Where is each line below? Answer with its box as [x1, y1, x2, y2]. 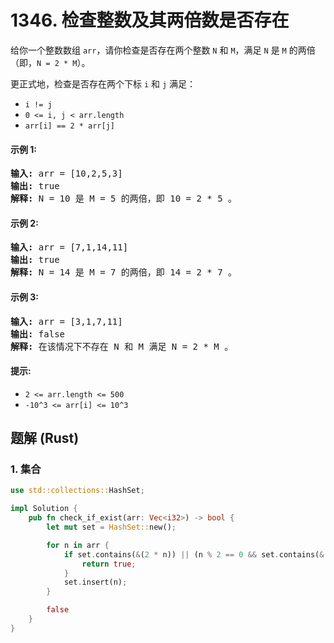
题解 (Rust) [10, 430, 80, 447]
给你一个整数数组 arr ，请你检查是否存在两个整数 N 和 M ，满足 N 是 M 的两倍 [10, 44, 316, 56]
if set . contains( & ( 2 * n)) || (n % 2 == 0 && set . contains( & [63, 549, 325, 560]
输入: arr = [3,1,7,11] [10, 316, 123, 327]
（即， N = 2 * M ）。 [10, 56, 91, 68]
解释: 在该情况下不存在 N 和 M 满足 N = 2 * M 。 [10, 341, 234, 352]
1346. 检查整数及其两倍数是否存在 [10, 9, 290, 32]
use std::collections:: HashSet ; [10, 486, 145, 496]
